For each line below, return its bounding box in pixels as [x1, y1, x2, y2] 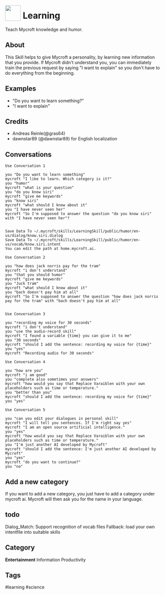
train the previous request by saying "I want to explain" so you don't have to [5, 65, 160, 71]
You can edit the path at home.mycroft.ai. [5, 246, 97, 251]
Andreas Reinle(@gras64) [12, 130, 65, 136]
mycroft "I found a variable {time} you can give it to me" [5, 334, 132, 339]
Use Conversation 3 [5, 312, 46, 317]
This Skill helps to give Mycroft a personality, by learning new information [5, 54, 155, 60]
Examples [5, 85, 36, 93]
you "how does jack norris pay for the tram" [5, 264, 101, 269]
